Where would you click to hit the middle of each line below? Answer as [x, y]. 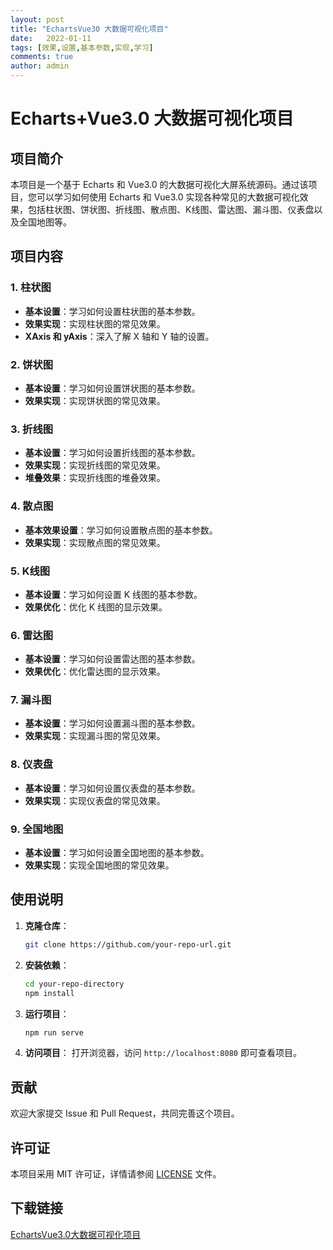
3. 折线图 [32, 429]
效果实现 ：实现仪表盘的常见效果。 [95, 800]
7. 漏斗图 [31, 700]
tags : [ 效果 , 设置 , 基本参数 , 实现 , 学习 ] [82, 47]
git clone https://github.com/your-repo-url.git [128, 944]
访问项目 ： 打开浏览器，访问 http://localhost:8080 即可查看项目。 [163, 1053]
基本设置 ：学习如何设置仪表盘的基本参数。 [112, 788]
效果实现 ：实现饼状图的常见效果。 [95, 400]
